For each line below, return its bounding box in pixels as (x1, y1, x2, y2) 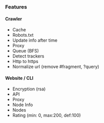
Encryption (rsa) (12, 86, 46, 92)
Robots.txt (12, 32, 34, 38)
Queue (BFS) (12, 48, 39, 54)
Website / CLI (5, 75, 34, 81)
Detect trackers (12, 53, 45, 59)
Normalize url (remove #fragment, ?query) (12, 63, 100, 70)
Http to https (12, 59, 39, 64)
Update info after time (12, 37, 58, 43)
